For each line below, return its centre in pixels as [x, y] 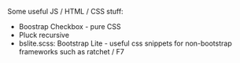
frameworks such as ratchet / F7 [72, 52]
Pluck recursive [44, 35]
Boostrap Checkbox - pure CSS [70, 26]
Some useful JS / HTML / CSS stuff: [65, 11]
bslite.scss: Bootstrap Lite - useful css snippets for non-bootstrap [126, 43]
